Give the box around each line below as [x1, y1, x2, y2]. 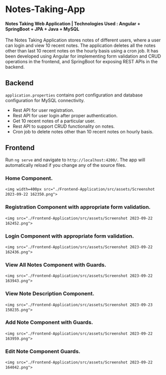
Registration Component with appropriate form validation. [5, 204, 151, 211]
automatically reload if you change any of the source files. [5, 162, 127, 168]
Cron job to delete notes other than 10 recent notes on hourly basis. [12, 129, 154, 135]
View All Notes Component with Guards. [5, 261, 106, 268]
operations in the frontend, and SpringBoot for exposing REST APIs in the [5, 59, 158, 65]
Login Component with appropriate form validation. [5, 232, 134, 240]
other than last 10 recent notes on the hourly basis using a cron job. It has [5, 48, 158, 54]
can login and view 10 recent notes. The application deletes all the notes [5, 42, 156, 49]
